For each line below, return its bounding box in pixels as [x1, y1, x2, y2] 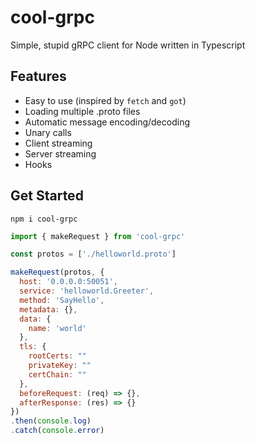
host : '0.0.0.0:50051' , [19, 277, 118, 287]
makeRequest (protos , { [10, 267, 105, 278]
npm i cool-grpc [10, 214, 78, 224]
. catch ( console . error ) [10, 426, 105, 436]
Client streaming [24, 137, 93, 149]
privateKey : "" [28, 361, 92, 371]
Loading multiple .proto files [24, 105, 141, 117]
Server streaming [24, 147, 97, 160]
